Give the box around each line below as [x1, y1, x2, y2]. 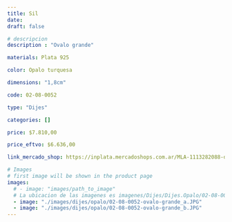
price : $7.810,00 [7, 129, 57, 136]
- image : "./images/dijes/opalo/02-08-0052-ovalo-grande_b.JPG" [13, 205, 202, 212]
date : [7, 17, 23, 23]
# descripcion [7, 35, 48, 42]
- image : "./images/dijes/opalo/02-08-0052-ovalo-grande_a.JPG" [13, 198, 202, 205]
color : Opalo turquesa [7, 67, 72, 74]
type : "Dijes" [7, 104, 48, 111]
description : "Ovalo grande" [7, 42, 95, 49]
